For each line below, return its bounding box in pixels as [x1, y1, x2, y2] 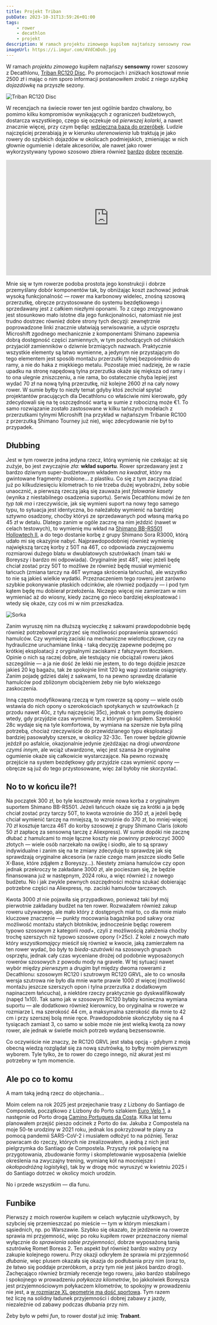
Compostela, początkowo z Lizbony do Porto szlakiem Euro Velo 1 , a [6, 1107, 171, 1114]
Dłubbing [6, 441, 40, 451]
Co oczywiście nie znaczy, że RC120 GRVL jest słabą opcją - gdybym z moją [6, 1039, 191, 1046]
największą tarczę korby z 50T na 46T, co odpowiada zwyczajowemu [6, 544, 174, 551]
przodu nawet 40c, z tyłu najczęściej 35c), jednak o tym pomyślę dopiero [6, 709, 183, 716]
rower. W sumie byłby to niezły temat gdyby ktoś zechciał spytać [6, 386, 163, 393]
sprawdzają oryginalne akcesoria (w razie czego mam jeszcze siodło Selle [6, 854, 185, 861]
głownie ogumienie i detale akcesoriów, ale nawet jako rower [6, 141, 152, 149]
